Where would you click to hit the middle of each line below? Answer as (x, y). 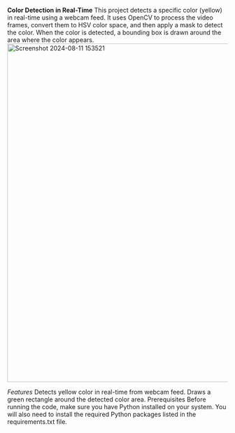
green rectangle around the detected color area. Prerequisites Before (107, 399)
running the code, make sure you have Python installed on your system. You (117, 407)
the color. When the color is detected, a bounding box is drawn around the (114, 32)
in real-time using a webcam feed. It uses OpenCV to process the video (110, 18)
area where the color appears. (51, 40)
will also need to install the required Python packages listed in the (102, 414)
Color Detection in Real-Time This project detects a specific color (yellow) (115, 10)
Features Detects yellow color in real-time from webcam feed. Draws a (109, 392)
